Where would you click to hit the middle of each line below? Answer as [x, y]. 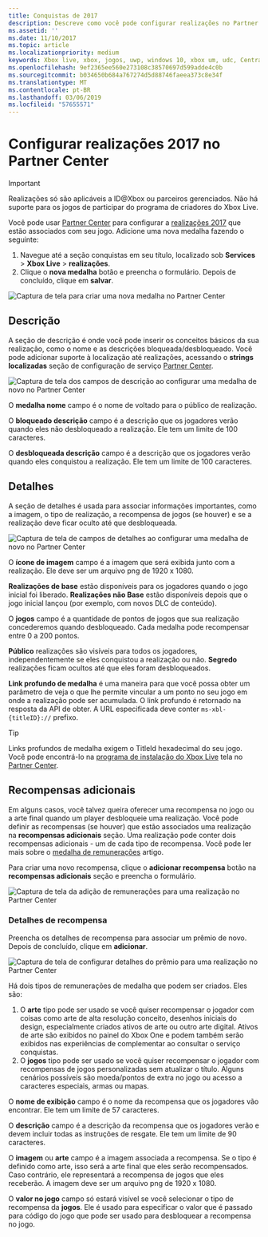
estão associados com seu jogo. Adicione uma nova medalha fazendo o [126, 231]
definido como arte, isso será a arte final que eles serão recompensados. [128, 1166]
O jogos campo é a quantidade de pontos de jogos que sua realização [124, 618]
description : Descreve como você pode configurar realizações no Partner [134, 23]
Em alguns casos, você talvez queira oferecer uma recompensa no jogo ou [131, 809]
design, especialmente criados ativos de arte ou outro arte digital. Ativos [139, 1026]
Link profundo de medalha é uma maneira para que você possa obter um [129, 683]
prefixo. [65, 717]
